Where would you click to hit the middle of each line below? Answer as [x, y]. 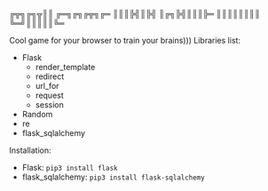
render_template [65, 67]
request [49, 95]
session [49, 105]
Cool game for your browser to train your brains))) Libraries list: [125, 40]
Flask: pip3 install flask [70, 167]
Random [37, 114]
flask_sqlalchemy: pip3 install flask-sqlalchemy [114, 177]
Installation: [30, 150]
